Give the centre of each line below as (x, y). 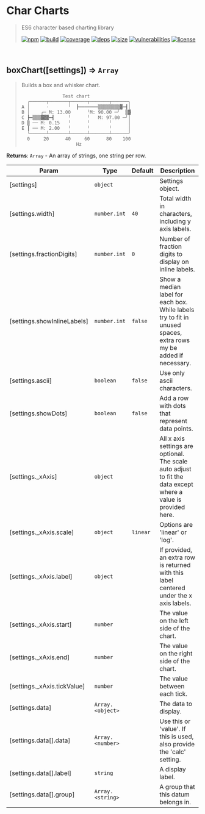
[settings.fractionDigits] (43, 254)
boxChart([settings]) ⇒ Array (63, 70)
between (172, 686)
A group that (177, 787)
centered (172, 588)
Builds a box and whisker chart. (61, 85)
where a (171, 491)
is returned (175, 565)
